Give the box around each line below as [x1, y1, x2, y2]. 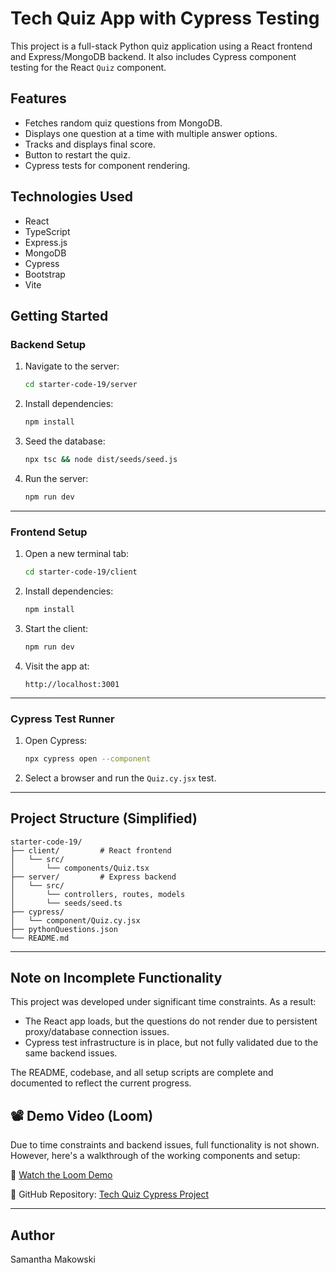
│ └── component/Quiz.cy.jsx [10, 915, 141, 926]
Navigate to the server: [24, 360, 120, 372]
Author [10, 1227, 55, 1244]
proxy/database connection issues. [24, 1026, 170, 1038]
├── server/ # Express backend [10, 872, 177, 882]
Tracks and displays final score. [24, 138, 157, 150]
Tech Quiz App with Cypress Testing [10, 7, 320, 30]
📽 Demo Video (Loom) [10, 1107, 154, 1124]
